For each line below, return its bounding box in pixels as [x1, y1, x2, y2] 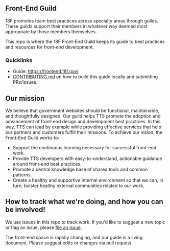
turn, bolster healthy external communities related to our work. [12, 182, 144, 189]
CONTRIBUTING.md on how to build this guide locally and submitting [12, 74, 158, 80]
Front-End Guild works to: [5, 134, 60, 141]
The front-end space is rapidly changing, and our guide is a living [5, 234, 143, 240]
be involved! [5, 206, 46, 214]
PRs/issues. [12, 79, 38, 85]
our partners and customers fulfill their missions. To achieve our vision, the [5, 129, 163, 135]
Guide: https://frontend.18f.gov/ [12, 69, 79, 75]
